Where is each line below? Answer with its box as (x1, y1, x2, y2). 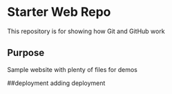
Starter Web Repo (7, 4, 111, 20)
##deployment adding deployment (7, 79, 106, 87)
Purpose (7, 47, 45, 59)
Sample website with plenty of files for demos (7, 65, 138, 73)
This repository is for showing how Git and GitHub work (7, 27, 165, 35)
